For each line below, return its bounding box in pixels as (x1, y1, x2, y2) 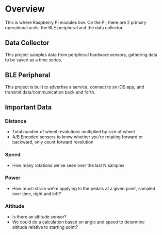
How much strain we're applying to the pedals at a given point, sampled (12, 185, 156, 191)
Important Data (5, 103, 52, 111)
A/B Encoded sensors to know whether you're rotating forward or (12, 134, 143, 140)
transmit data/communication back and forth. (5, 89, 96, 95)
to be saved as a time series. (5, 57, 63, 63)
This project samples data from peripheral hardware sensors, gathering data (5, 52, 158, 57)
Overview (5, 3, 45, 15)
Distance (5, 118, 27, 125)
